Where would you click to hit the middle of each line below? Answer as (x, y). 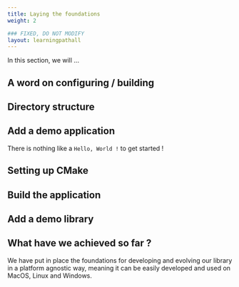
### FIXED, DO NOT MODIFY (46, 33)
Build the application (54, 195)
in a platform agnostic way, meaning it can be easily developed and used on (119, 268)
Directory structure (51, 107)
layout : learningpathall (44, 40)
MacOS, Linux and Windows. (50, 276)
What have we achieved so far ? (80, 243)
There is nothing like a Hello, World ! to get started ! (86, 148)
